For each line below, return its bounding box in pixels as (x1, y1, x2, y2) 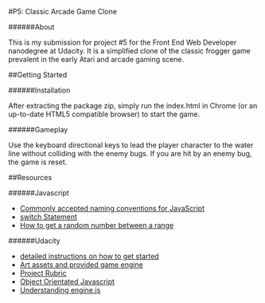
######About (8, 22, 55, 31)
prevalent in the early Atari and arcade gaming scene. (8, 55, 185, 64)
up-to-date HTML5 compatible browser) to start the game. (8, 109, 201, 119)
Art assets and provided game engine (19, 260, 143, 270)
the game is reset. (8, 157, 68, 167)
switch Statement (19, 212, 78, 222)
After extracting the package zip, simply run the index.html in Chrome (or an (8, 101, 258, 110)
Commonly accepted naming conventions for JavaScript (19, 203, 205, 213)
